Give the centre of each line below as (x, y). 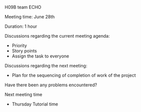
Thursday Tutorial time (35, 104)
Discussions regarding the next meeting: (46, 66)
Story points (24, 51)
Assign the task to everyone (40, 56)
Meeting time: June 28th (30, 17)
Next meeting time (24, 94)
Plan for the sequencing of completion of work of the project (74, 75)
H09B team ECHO (23, 7)
